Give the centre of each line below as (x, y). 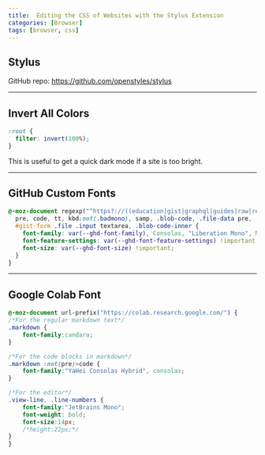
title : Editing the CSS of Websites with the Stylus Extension (116, 15)
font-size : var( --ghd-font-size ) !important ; (99, 248)
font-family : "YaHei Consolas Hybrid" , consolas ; (104, 371)
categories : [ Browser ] (45, 23)
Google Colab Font (54, 295)
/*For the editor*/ (40, 393)
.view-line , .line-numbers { (56, 400)
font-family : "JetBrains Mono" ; (74, 407)
